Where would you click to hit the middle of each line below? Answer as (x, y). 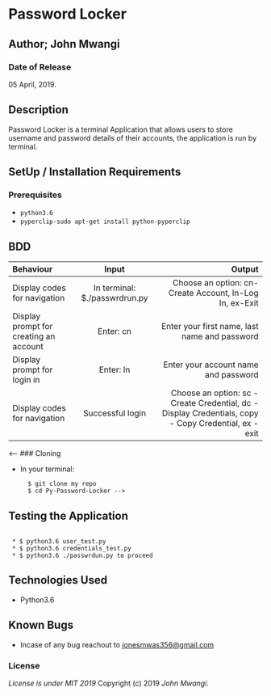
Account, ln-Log (227, 293)
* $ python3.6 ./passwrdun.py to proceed (82, 555)
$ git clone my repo (62, 484)
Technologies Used (58, 580)
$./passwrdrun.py (115, 298)
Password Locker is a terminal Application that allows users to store (121, 129)
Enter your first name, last (210, 327)
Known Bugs (41, 625)
